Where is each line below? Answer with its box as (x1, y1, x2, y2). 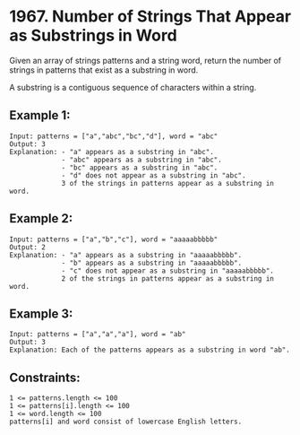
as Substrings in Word (9, 25, 177, 46)
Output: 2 (9, 242, 47, 252)
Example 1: (9, 108, 71, 123)
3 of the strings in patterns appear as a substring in (61, 178, 275, 187)
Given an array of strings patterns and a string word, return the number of (9, 55, 282, 65)
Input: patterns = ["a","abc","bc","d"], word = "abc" (9, 132, 219, 141)
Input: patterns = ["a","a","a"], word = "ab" (9, 330, 186, 339)
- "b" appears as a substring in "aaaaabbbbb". (61, 258, 243, 267)
